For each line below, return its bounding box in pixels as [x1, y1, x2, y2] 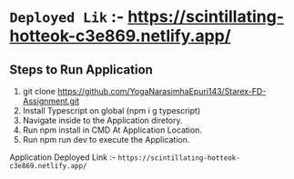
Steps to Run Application [9, 62, 153, 77]
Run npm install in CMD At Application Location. [22, 124, 203, 135]
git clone [22, 86, 56, 96]
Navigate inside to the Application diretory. [22, 115, 184, 125]
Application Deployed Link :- [9, 152, 117, 163]
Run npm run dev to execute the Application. [22, 134, 190, 144]
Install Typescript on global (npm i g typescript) [22, 105, 201, 115]
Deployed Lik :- [9, 6, 125, 27]
